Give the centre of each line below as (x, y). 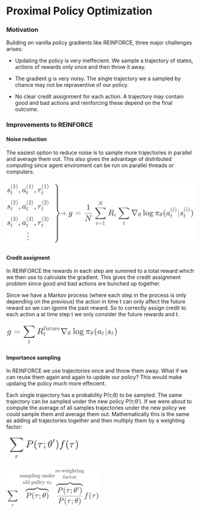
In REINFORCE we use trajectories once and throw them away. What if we (97, 371)
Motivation (22, 30)
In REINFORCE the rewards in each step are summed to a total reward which (100, 271)
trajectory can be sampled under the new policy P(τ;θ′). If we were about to (99, 402)
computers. (20, 171)
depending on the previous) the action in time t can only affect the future (96, 302)
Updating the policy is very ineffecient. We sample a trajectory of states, (104, 60)
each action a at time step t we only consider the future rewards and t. (93, 314)
